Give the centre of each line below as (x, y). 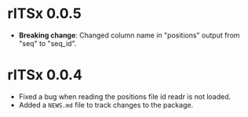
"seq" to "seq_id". (47, 43)
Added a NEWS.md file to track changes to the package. (106, 105)
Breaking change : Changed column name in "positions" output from (129, 35)
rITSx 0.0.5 (44, 14)
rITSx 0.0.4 (45, 75)
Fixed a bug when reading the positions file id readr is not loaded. (125, 96)
